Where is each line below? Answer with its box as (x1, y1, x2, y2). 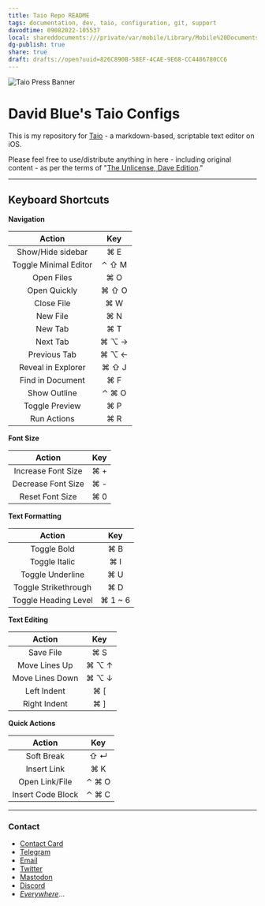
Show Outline (27, 387, 77, 399)
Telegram (19, 847, 51, 856)
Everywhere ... (19, 889, 65, 898)
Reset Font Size (19, 491, 77, 502)
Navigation (8, 214, 45, 223)
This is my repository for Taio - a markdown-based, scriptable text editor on (8, 131, 255, 140)
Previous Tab (28, 349, 77, 360)
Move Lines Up (17, 660, 73, 671)
